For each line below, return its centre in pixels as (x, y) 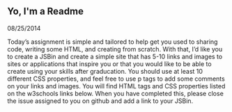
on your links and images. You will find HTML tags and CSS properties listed (116, 86)
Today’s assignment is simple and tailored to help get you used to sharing (113, 42)
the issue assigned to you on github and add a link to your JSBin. (100, 101)
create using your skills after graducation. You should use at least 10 (105, 71)
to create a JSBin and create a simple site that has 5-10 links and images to (115, 56)
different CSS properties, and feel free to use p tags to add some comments (116, 79)
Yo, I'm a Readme (45, 11)
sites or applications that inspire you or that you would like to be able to (109, 64)
